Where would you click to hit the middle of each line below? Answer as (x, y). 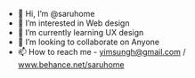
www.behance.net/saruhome (71, 65)
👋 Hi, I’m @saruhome (56, 14)
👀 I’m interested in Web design (73, 23)
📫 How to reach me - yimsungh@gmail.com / (102, 52)
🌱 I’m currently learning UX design (81, 32)
